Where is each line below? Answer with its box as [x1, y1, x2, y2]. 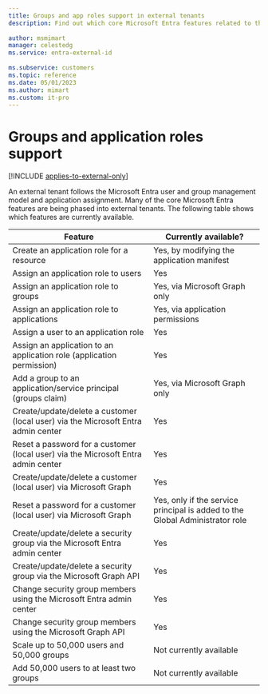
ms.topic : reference [8, 71, 77, 79]
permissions [153, 313, 199, 325]
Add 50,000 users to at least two [12, 663, 136, 674]
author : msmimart [8, 34, 66, 42]
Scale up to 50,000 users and [12, 640, 124, 651]
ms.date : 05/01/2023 [8, 78, 77, 86]
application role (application [12, 349, 117, 361]
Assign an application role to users [12, 268, 142, 279]
